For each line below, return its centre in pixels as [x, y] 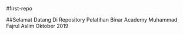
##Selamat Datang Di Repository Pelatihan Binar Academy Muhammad [92, 20]
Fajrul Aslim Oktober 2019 [37, 26]
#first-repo [19, 8]
